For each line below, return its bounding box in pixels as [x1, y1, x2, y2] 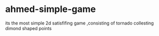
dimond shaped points [5, 25, 52, 31]
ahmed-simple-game [5, 3, 96, 15]
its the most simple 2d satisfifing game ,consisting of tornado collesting [5, 20, 154, 26]
